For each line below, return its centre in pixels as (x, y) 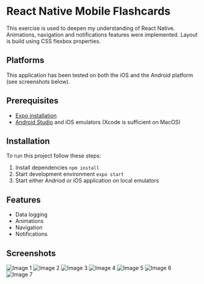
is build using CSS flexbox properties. (53, 41)
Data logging (31, 214)
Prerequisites (32, 101)
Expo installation (36, 115)
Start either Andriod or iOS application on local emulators (87, 181)
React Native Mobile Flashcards (89, 11)
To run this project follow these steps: (54, 156)
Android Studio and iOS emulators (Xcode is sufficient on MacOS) (98, 122)
